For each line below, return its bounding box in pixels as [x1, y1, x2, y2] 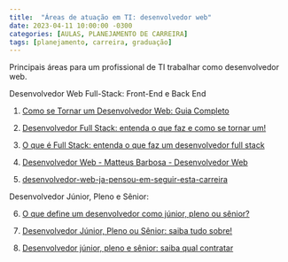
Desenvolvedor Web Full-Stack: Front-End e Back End [9, 89, 206, 99]
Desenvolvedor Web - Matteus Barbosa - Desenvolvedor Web [21, 157, 248, 168]
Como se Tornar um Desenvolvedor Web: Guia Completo [21, 105, 230, 116]
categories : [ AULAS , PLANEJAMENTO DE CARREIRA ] [9, 29, 189, 38]
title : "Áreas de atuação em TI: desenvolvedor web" [9, 12, 213, 22]
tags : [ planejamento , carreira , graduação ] [9, 37, 173, 47]
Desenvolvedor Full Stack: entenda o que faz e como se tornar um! [21, 123, 267, 134]
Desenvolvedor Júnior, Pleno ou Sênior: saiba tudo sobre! [21, 226, 233, 236]
